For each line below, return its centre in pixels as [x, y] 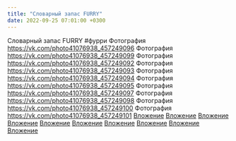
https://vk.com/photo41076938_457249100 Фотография [89, 108]
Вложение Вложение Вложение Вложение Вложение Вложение [104, 123]
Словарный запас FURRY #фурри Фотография [77, 40]
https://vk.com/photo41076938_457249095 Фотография [90, 85]
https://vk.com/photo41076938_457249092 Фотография [90, 63]
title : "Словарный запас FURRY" [55, 14]
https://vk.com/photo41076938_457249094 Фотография [90, 78]
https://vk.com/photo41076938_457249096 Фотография [90, 48]
